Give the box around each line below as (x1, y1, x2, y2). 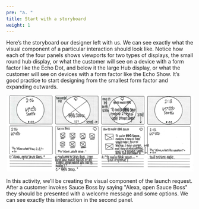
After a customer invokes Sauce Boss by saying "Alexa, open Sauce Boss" (6, 183, 188, 191)
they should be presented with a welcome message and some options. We (6, 190, 188, 197)
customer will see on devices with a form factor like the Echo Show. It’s (6, 71, 180, 78)
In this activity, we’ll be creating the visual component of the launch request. (6, 177, 193, 184)
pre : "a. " (6, 9, 33, 15)
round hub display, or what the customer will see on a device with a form (6, 58, 184, 65)
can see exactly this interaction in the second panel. (6, 196, 134, 203)
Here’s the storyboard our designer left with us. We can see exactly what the (6, 39, 194, 46)
